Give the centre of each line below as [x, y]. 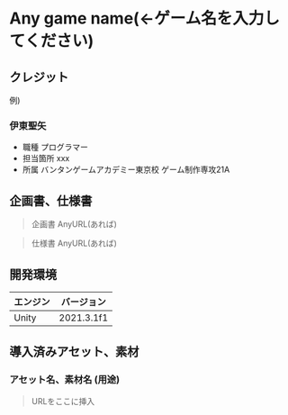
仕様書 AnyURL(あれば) [74, 243]
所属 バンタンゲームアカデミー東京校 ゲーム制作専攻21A [126, 170]
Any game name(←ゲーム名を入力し [145, 18]
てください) [52, 41]
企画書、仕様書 [51, 200]
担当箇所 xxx [46, 158]
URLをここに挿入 [63, 401]
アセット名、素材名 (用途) [64, 380]
